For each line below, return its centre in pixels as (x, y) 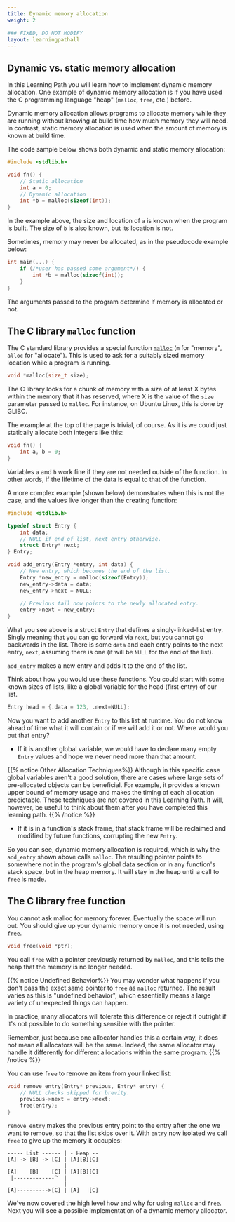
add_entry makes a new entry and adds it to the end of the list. (97, 666)
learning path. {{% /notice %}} (51, 815)
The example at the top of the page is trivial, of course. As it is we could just (117, 425)
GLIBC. (18, 412)
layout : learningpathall (43, 39)
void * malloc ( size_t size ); (48, 376)
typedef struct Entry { (42, 526)
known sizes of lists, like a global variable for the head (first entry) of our (112, 687)
